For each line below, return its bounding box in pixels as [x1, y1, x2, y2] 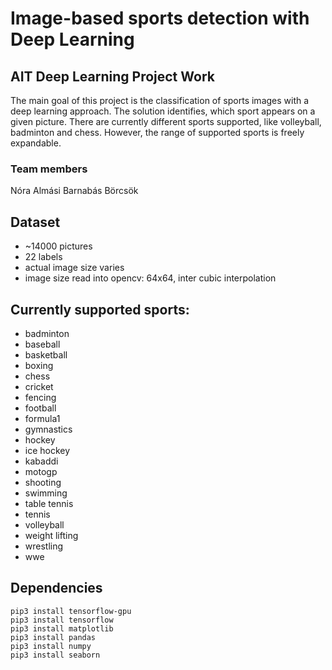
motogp [24, 465, 58, 477]
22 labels [24, 251, 63, 263]
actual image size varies [24, 262, 125, 274]
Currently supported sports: [10, 301, 190, 318]
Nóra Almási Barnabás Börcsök [10, 185, 139, 197]
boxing [24, 359, 54, 371]
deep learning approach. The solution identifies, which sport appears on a [10, 105, 316, 117]
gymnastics [24, 423, 73, 435]
